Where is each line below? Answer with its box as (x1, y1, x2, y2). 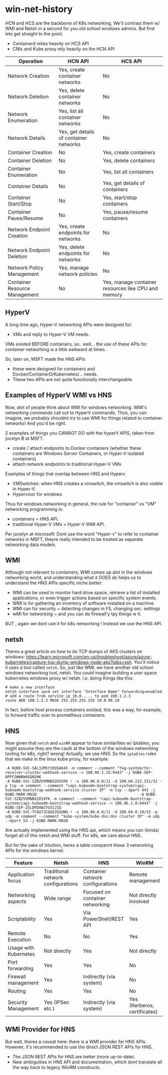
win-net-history (5, 4, 73, 15)
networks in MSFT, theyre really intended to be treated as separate (5, 536, 143, 542)
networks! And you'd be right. (5, 420, 66, 426)
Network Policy (7, 264, 43, 271)
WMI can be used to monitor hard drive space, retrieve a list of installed (12, 590, 160, 596)
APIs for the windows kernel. (5, 847, 64, 853)
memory (102, 291, 122, 298)
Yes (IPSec (43, 999, 69, 1006)
